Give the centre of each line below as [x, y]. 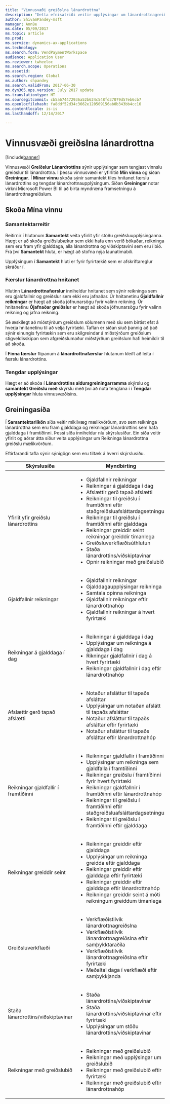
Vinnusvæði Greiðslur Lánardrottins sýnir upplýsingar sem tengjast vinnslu [84, 167]
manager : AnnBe [21, 24]
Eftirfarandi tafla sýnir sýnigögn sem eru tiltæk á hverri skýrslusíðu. [75, 453]
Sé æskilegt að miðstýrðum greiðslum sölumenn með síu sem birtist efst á [82, 322]
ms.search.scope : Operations [36, 66]
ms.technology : [21, 48]
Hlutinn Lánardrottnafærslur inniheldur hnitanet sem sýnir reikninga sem [81, 291]
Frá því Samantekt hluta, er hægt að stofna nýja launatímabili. [69, 251]
